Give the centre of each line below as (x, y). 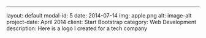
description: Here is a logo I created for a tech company (77, 28)
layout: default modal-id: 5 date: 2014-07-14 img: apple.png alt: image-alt (99, 15)
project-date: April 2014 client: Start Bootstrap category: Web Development (101, 22)
